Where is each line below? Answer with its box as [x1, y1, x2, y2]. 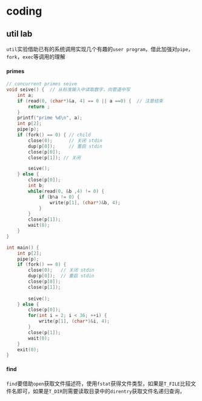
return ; [28, 104, 50, 110]
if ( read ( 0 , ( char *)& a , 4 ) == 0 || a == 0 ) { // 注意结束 [17, 98, 164, 104]
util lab [6, 29, 33, 39]
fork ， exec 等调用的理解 [6, 53, 66, 60]
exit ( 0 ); [17, 346, 39, 353]
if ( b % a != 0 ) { [38, 194, 80, 200]
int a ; [17, 92, 34, 98]
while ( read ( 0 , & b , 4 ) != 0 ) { [28, 188, 104, 194]
